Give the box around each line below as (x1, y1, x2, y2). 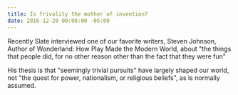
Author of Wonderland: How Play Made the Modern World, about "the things (7, 44, 232, 53)
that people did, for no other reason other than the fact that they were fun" (7, 51, 227, 61)
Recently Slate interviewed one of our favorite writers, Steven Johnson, (7, 36, 217, 45)
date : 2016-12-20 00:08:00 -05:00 (7, 17, 110, 24)
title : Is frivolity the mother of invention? (7, 10, 148, 18)
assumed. (7, 81, 36, 89)
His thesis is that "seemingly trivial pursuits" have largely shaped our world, (7, 66, 229, 74)
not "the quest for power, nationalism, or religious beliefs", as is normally (7, 73, 221, 82)
